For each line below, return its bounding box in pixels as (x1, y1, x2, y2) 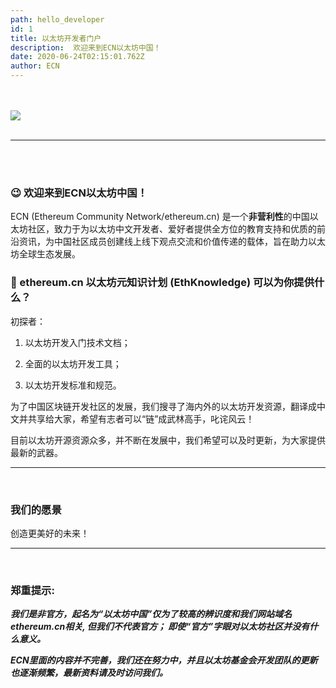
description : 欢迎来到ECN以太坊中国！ (10, 42, 162, 53)
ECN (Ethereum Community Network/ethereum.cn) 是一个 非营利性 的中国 (10, 211, 310, 223)
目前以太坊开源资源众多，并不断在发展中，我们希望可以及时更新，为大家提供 (10, 434, 326, 446)
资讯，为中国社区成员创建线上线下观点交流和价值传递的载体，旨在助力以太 (18, 236, 326, 248)
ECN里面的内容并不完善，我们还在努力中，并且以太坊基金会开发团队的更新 (10, 654, 318, 666)
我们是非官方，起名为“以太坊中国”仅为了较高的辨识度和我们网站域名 (10, 608, 293, 620)
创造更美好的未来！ (10, 527, 90, 539)
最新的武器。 (10, 446, 63, 458)
